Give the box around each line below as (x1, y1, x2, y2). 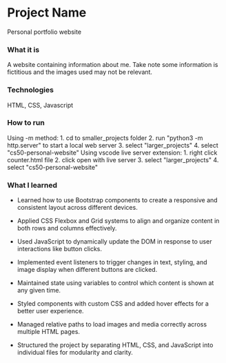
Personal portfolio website (7, 28, 81, 36)
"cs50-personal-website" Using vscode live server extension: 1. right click (7, 148, 218, 157)
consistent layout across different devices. (17, 204, 138, 212)
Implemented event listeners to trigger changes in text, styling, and (17, 258, 208, 266)
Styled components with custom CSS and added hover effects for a (17, 300, 209, 308)
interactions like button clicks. (17, 245, 102, 253)
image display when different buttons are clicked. (17, 266, 158, 274)
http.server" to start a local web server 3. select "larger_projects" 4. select (7, 141, 218, 149)
